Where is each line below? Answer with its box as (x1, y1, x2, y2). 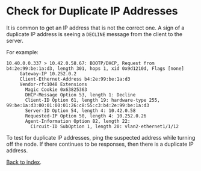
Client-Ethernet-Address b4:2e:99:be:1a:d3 (19, 76, 131, 82)
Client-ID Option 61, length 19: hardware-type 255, (25, 97, 161, 103)
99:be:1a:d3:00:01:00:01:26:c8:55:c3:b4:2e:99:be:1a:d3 (6, 102, 149, 108)
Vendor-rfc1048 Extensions (19, 81, 87, 87)
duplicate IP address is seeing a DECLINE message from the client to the (6, 30, 182, 37)
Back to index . (6, 158, 42, 166)
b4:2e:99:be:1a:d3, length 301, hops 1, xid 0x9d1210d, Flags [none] (6, 65, 185, 72)
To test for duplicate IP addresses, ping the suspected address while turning (6, 134, 196, 141)
